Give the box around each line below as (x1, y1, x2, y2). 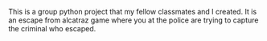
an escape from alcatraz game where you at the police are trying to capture (8, 15, 259, 25)
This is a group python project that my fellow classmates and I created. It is (8, 7, 257, 16)
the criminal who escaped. (8, 24, 97, 33)
